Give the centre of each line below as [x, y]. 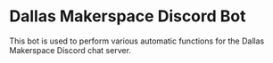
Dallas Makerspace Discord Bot [128, 16]
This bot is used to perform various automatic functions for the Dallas [137, 41]
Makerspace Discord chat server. [70, 50]
